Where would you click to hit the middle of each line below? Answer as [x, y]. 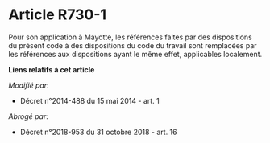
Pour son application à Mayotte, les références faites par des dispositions [130, 37]
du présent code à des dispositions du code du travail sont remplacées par [133, 45]
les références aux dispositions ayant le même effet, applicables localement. [135, 54]
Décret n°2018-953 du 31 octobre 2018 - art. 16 [98, 132]
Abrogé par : [28, 116]
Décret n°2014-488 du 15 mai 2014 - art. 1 [89, 100]
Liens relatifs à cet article [52, 69]
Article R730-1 [58, 15]
